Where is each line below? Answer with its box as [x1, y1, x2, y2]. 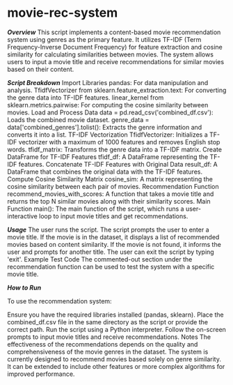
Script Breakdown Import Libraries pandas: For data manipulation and [7, 78, 209, 86]
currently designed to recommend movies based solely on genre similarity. [7, 354, 221, 363]
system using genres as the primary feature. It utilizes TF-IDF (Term [7, 35, 202, 43]
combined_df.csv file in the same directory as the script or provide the [7, 317, 209, 326]
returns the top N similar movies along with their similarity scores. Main [7, 197, 211, 205]
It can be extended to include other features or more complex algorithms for [7, 362, 225, 370]
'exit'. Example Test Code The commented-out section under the [7, 255, 193, 263]
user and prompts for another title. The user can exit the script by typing [7, 248, 214, 256]
